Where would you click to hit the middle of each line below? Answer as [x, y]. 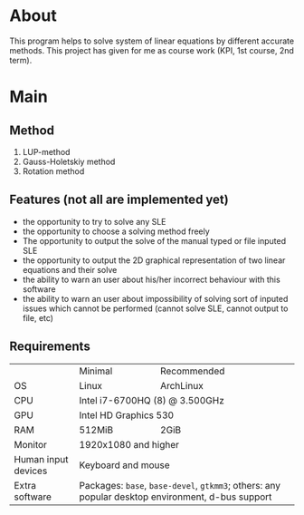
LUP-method [46, 151]
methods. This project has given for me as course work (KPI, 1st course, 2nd [152, 50]
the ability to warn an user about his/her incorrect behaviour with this [151, 279]
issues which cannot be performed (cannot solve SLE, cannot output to [155, 308]
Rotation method [53, 171]
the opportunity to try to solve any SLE [94, 221]
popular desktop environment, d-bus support [176, 497]
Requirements [50, 347]
